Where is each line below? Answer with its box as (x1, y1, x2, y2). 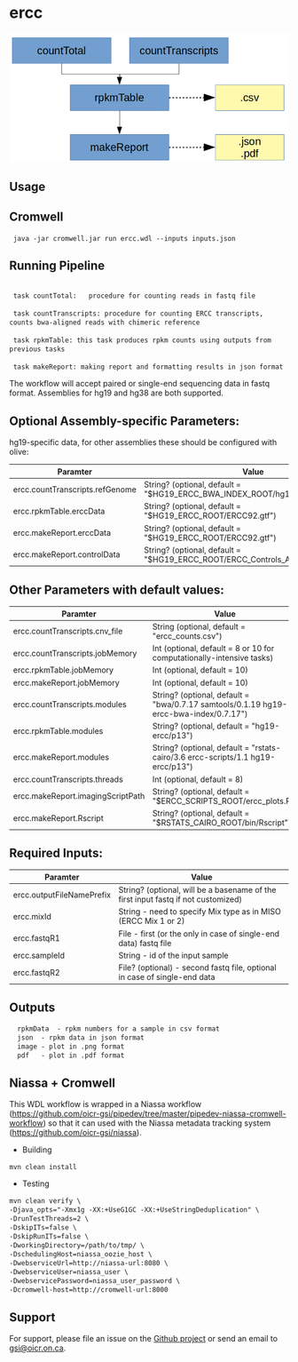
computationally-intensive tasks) (152, 652, 273, 664)
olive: (9, 447, 29, 458)
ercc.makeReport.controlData (12, 549, 121, 560)
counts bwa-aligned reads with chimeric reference (9, 318, 200, 327)
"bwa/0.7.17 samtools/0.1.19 (152, 698, 262, 709)
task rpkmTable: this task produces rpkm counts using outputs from (12, 336, 272, 345)
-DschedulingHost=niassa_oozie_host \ (9, 1250, 153, 1259)
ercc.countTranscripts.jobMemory (12, 648, 137, 658)
